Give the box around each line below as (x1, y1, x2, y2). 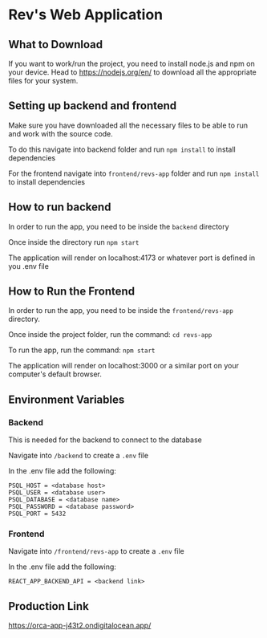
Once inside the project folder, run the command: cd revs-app (8, 330, 212, 339)
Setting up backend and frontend (8, 99, 177, 113)
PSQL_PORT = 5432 (8, 510, 67, 518)
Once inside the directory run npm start (8, 237, 140, 246)
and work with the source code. (8, 128, 114, 138)
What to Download (8, 38, 103, 51)
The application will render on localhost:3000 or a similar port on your (8, 361, 239, 371)
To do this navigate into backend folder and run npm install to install (8, 144, 236, 154)
